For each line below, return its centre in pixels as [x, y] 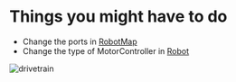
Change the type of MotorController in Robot [106, 50]
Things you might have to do [118, 17]
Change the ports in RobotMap [80, 41]
